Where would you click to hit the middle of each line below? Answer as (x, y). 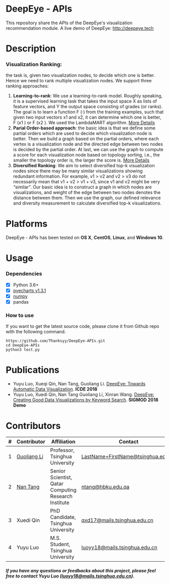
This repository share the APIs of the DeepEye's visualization (69, 23)
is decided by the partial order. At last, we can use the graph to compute (88, 150)
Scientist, (61, 477)
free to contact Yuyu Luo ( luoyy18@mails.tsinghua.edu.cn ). (70, 576)
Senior (58, 471)
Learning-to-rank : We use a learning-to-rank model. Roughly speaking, (88, 96)
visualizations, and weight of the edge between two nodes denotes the (87, 192)
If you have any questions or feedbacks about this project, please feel (81, 570)
